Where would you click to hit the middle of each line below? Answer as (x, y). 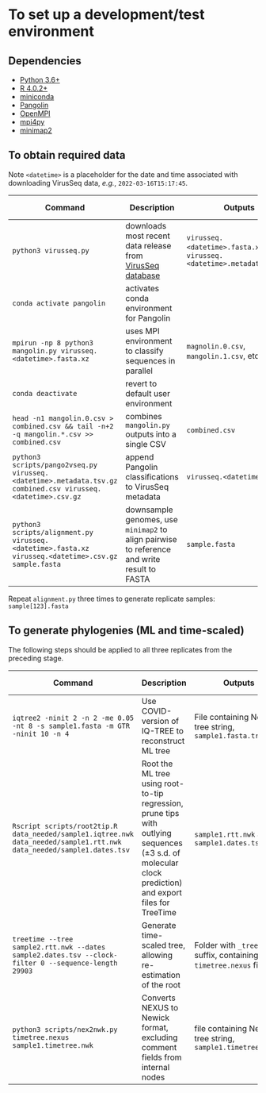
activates (142, 288)
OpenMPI (35, 114)
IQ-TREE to (163, 730)
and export (161, 892)
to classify (144, 351)
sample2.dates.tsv (47, 955)
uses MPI (142, 331)
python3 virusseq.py (51, 250)
